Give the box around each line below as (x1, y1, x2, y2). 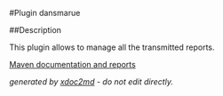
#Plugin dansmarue (9, 8, 81, 18)
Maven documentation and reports (9, 60, 136, 69)
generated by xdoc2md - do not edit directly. (9, 76, 173, 87)
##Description (9, 25, 62, 35)
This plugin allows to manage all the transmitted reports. (9, 42, 215, 52)
